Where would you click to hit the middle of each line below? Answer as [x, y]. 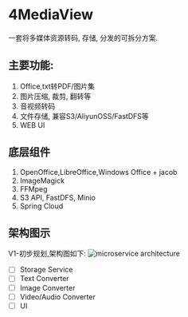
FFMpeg [33, 188]
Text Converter [44, 279]
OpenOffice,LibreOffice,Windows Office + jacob [98, 172]
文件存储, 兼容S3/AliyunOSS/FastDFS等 [84, 116]
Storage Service [46, 270]
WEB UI [32, 125]
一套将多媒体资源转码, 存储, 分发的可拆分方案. [83, 38]
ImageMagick [42, 180]
